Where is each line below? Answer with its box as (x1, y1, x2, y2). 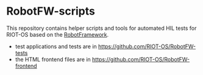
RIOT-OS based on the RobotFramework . (6, 30, 109, 38)
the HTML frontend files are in (15, 55, 91, 63)
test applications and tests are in (15, 43, 98, 50)
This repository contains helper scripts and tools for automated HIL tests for (6, 24, 197, 32)
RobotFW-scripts (6, 4, 96, 18)
